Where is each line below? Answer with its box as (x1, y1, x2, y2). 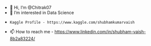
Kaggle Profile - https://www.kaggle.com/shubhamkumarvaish (9, 20, 135, 25)
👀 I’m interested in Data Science (9, 10, 74, 15)
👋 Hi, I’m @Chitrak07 (9, 5, 52, 10)
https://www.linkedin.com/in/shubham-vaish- (54, 29, 146, 34)
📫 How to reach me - (9, 29, 54, 34)
